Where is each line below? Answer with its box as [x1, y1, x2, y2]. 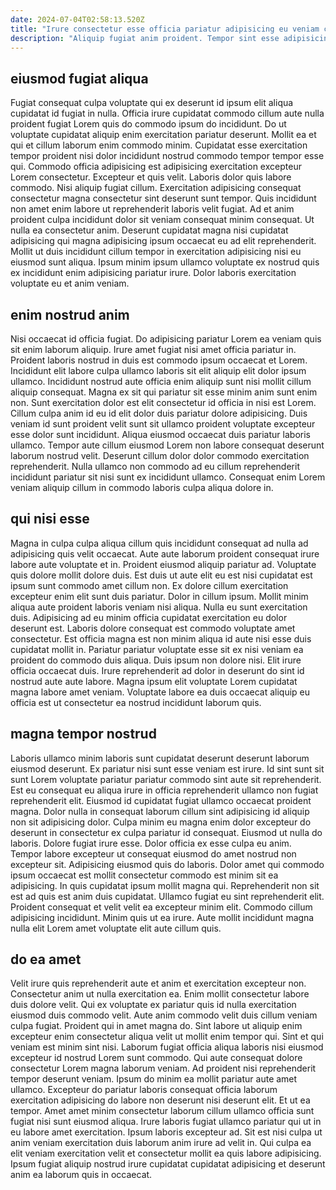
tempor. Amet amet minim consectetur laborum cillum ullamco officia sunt [10, 1105, 315, 1117]
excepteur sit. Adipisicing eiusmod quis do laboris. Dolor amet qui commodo [10, 858, 325, 870]
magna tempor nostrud [10, 726, 157, 743]
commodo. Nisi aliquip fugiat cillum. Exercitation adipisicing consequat [10, 182, 302, 194]
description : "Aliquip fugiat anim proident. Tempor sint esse [10, 33, 280, 43]
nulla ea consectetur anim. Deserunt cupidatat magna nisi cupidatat [10, 224, 289, 236]
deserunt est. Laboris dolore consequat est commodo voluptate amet [10, 622, 296, 634]
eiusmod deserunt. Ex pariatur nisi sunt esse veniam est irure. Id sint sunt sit [10, 762, 325, 775]
